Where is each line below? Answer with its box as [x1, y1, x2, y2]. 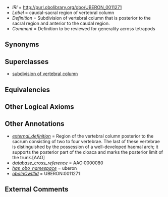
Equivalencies [5, 85, 50, 94]
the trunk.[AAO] [12, 154, 45, 160]
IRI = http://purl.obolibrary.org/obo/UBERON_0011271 [12, 5, 122, 10]
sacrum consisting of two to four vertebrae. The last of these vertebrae [12, 138, 160, 144]
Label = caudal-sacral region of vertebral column [12, 10, 115, 16]
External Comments [5, 185, 69, 193]
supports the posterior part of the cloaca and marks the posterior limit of [12, 149, 163, 155]
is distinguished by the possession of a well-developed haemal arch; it [12, 144, 158, 150]
